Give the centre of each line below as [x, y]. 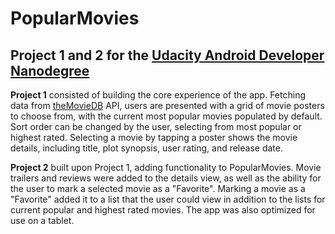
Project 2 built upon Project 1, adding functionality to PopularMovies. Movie [166, 167]
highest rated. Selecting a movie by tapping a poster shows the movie [154, 137]
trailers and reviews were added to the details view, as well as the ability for [166, 178]
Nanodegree [50, 70]
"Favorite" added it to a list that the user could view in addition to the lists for [168, 199]
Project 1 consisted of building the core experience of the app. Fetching [158, 95]
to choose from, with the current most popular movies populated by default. [166, 116]
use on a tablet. [42, 220]
